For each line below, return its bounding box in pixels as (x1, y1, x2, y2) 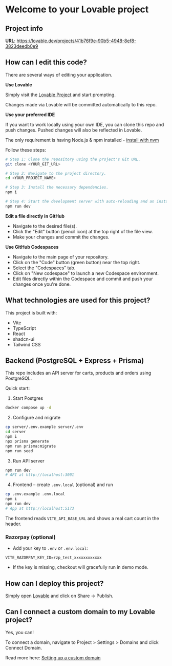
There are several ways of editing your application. (5, 71, 113, 78)
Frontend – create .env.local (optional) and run (12, 482, 114, 488)
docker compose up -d (5, 405, 52, 411)
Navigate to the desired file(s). (12, 223, 77, 229)
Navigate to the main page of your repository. (12, 253, 109, 260)
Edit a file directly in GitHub (5, 213, 65, 219)
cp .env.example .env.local (5, 492, 66, 497)
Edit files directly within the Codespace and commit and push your (12, 275, 153, 282)
